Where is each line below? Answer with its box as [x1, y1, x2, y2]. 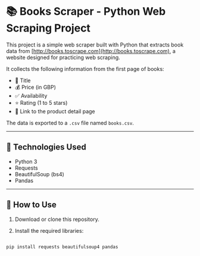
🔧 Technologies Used [6, 142, 86, 152]
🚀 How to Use [6, 200, 57, 210]
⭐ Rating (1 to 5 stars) [14, 99, 68, 106]
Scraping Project [6, 21, 91, 35]
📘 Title [14, 77, 31, 84]
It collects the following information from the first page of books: [6, 65, 165, 72]
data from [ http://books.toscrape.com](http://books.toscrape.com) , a [6, 47, 176, 54]
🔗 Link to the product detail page [14, 108, 95, 115]
